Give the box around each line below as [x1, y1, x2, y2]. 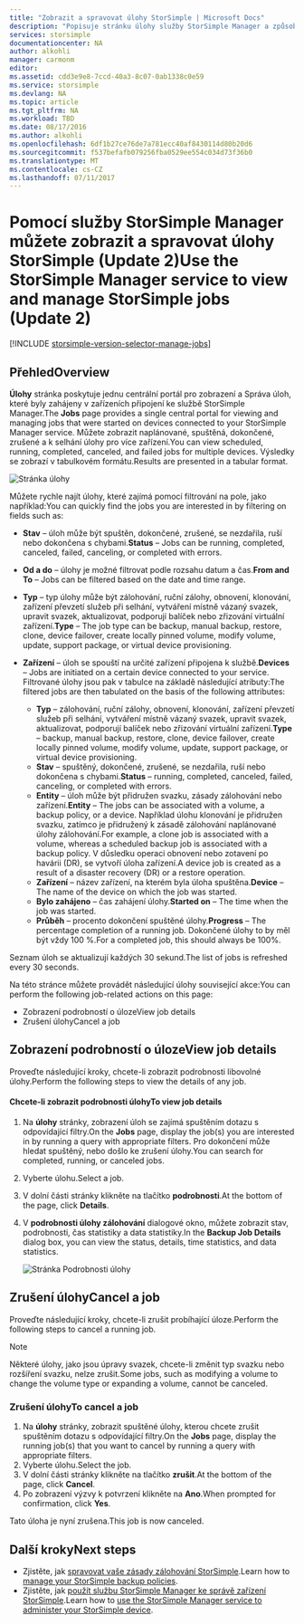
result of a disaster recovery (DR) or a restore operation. [35, 867, 246, 878]
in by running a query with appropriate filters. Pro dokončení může [22, 1136, 271, 1147]
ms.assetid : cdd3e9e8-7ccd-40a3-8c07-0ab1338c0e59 [9, 72, 204, 81]
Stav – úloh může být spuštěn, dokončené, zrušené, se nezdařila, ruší [22, 528, 282, 539]
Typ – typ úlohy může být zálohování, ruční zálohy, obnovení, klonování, [22, 592, 291, 602]
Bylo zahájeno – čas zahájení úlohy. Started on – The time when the [35, 896, 289, 906]
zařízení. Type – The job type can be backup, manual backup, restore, [22, 621, 282, 631]
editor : [9, 64, 39, 73]
